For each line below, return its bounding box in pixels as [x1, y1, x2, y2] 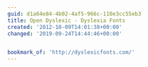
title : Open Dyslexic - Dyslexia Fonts [7, 17, 126, 24]
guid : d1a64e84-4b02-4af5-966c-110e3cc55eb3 [7, 10, 142, 18]
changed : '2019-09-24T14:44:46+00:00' [7, 30, 122, 37]
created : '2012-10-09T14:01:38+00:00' [7, 23, 122, 30]
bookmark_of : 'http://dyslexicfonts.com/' [7, 49, 135, 56]
